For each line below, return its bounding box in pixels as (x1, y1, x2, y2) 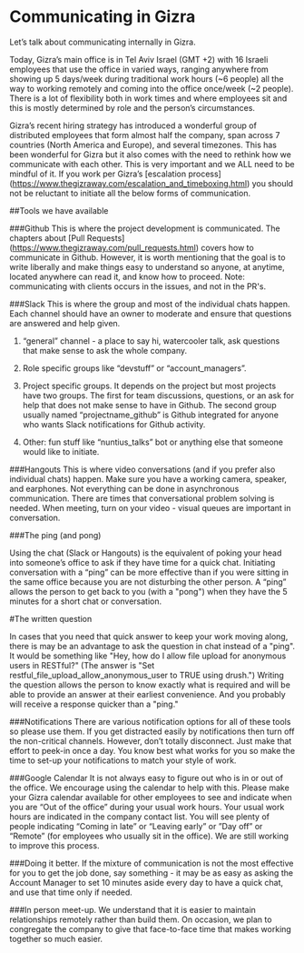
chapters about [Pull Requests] (9, 232, 125, 243)
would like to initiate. (22, 446, 100, 456)
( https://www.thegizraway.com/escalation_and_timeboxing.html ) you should (9, 177, 293, 188)
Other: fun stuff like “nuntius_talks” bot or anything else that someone (22, 436, 284, 447)
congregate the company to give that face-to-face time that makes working (9, 923, 292, 934)
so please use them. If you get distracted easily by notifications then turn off (9, 726, 295, 737)
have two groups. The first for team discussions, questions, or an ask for (22, 389, 295, 401)
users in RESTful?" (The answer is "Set (9, 659, 155, 670)
